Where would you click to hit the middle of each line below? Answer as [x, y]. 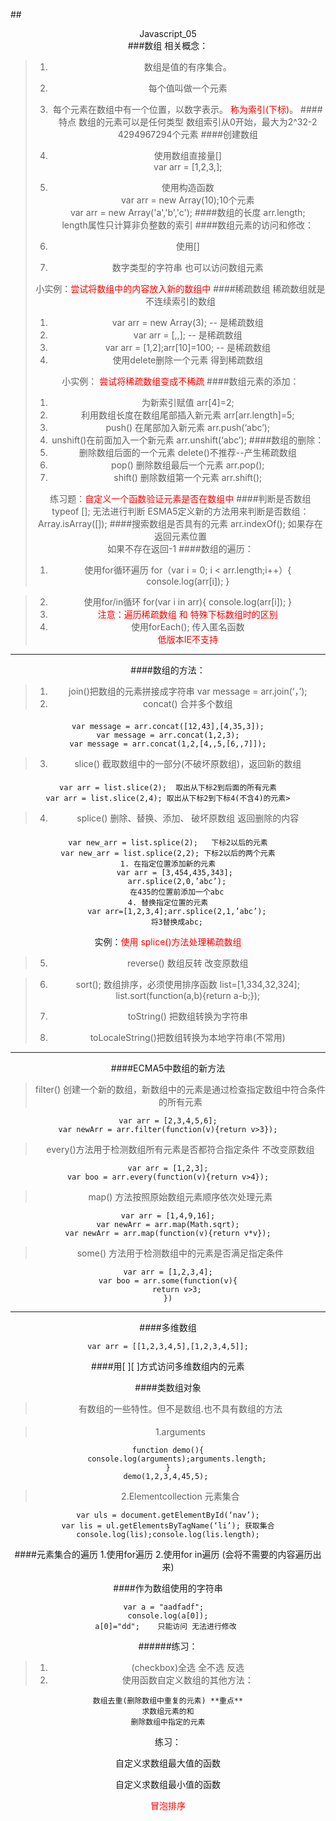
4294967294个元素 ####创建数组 [187, 134]
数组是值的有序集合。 [187, 67]
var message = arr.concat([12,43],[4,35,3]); [168, 726]
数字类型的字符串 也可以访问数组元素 [187, 267]
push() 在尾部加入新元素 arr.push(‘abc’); [188, 427]
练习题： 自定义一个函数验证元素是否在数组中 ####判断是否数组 [180, 498]
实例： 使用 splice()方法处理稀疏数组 [168, 941]
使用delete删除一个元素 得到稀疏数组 [188, 360]
